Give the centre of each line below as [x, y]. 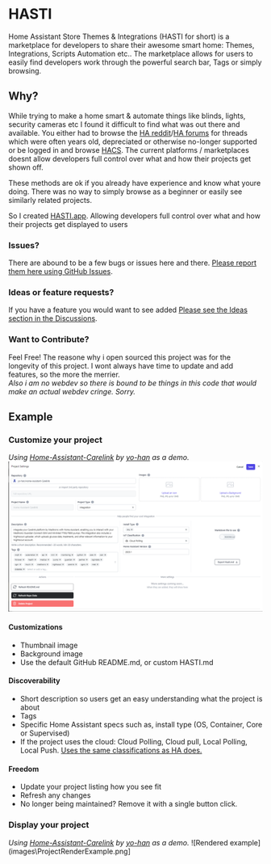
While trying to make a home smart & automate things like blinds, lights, [127, 116]
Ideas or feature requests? [61, 292]
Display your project [49, 825]
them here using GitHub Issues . [60, 272]
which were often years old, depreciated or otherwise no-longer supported [133, 141]
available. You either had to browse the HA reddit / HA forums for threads [128, 133]
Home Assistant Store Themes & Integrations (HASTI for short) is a [119, 36]
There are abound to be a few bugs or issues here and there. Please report [132, 263]
